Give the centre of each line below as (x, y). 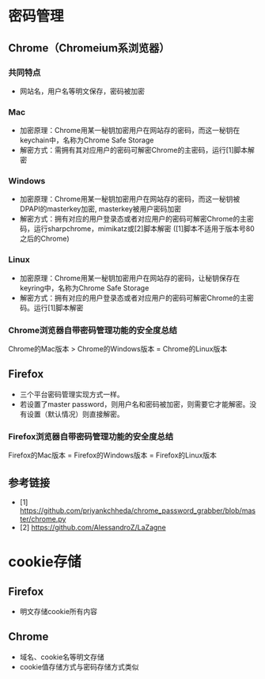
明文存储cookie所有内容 (58, 611)
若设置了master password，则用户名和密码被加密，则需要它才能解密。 (134, 404)
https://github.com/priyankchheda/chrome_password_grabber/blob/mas (137, 510)
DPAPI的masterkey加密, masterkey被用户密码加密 (100, 209)
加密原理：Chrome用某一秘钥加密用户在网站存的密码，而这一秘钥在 (130, 131)
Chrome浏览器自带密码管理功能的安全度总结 (93, 330)
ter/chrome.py (43, 518)
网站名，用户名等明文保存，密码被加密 (82, 91)
